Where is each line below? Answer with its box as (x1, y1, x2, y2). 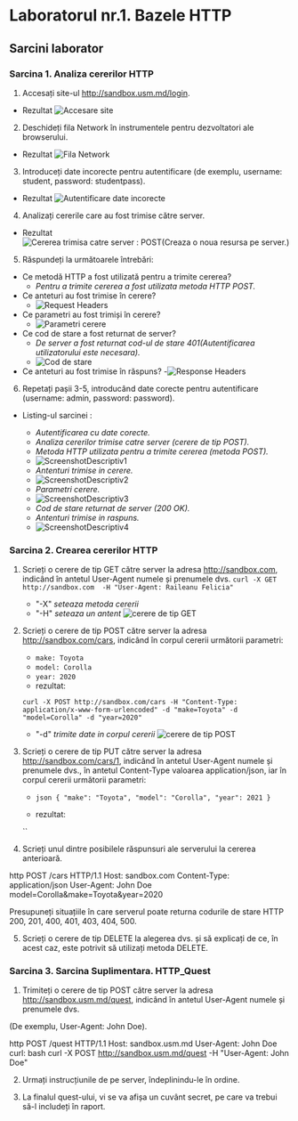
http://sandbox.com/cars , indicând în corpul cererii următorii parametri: (21, 635, 284, 646)
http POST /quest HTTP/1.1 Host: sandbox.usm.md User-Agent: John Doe (9, 1038, 278, 1049)
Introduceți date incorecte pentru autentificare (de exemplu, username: (21, 166, 283, 176)
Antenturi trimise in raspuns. (35, 512, 140, 523)
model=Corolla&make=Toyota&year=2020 (9, 889, 164, 900)
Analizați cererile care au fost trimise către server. (21, 210, 205, 221)
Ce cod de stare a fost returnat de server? (21, 328, 176, 338)
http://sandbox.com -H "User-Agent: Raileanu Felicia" (21, 583, 234, 592)
